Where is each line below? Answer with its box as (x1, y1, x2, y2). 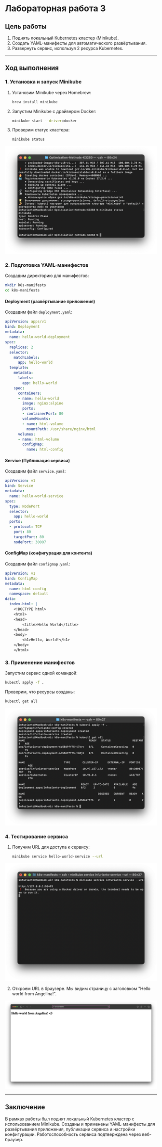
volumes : (17, 432, 36, 436)
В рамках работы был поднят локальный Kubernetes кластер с (5, 1116, 135, 1122)
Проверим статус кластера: (12, 127, 70, 133)
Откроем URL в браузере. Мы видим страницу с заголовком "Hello (12, 985, 151, 991)
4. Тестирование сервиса (5, 833, 68, 840)
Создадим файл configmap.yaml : (5, 561, 70, 566)
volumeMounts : (22, 417, 51, 421)
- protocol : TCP (9, 524, 42, 529)
